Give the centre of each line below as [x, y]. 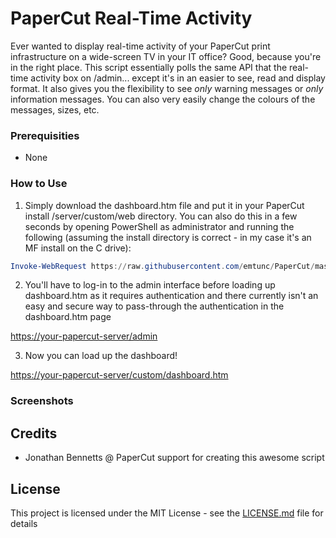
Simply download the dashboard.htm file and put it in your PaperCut [164, 205]
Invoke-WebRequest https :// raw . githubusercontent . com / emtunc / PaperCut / [162, 266]
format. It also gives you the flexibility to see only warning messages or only [167, 88]
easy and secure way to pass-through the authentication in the [154, 306]
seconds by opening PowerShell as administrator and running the [159, 226]
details [24, 523]
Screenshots [42, 401]
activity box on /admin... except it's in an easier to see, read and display [178, 78]
